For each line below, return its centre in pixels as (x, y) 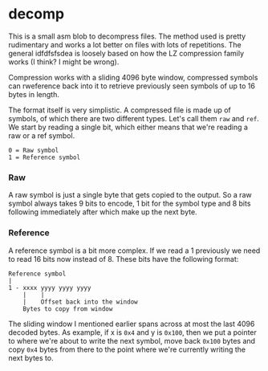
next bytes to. (31, 357)
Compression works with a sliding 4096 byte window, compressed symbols (133, 77)
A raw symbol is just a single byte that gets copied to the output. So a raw (130, 195)
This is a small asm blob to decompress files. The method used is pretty (127, 36)
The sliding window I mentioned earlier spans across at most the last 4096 (132, 324)
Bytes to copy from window (68, 309)
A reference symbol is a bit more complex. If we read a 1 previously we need (134, 251)
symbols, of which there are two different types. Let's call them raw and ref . (134, 118)
